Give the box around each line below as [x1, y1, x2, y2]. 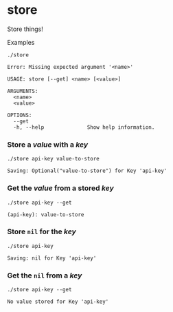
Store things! [7, 25, 43, 33]
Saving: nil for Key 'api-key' [7, 254, 97, 262]
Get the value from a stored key [7, 183, 115, 193]
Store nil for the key [7, 227, 77, 236]
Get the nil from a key [7, 271, 82, 280]
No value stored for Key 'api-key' [7, 298, 109, 305]
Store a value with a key [7, 140, 88, 149]
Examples [7, 38, 35, 46]
